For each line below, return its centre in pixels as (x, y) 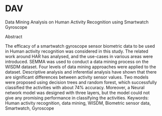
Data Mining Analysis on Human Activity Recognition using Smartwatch (77, 22)
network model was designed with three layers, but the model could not (78, 93)
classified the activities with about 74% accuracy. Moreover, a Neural (75, 87)
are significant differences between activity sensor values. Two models (77, 77)
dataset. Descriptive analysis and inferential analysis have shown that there (81, 72)
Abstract (14, 37)
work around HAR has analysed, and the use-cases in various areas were (79, 56)
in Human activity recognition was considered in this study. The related (77, 51)
